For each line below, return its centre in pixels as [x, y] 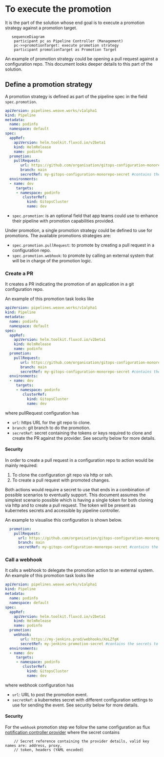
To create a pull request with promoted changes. [61, 480]
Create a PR [19, 273]
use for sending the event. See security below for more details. [75, 705]
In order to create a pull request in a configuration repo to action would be [79, 460]
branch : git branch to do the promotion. [51, 428]
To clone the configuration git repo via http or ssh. [62, 475]
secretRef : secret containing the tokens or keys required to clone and [82, 433]
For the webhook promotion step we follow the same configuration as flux [78, 727]
